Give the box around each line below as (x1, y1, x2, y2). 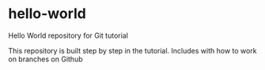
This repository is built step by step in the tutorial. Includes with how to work (8, 46, 257, 55)
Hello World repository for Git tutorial (8, 31, 129, 40)
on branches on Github (8, 54, 83, 64)
